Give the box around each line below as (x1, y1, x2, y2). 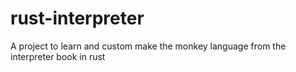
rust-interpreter (10, 7, 145, 30)
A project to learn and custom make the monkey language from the (10, 40, 287, 52)
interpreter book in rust (10, 50, 106, 62)
